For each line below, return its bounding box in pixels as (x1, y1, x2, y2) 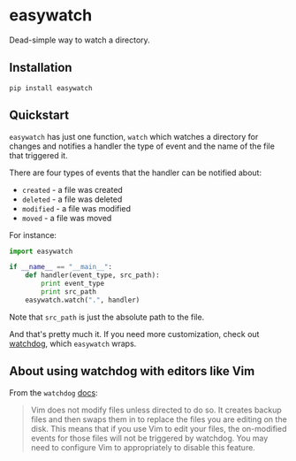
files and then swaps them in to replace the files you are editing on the (30, 413, 287, 425)
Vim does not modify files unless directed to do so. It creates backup (30, 404, 282, 415)
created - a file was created (21, 184, 124, 195)
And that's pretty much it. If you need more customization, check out (9, 328, 260, 339)
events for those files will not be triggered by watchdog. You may (30, 433, 269, 443)
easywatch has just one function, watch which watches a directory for (9, 131, 259, 142)
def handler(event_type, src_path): (25, 271, 161, 280)
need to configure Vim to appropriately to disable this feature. (30, 442, 256, 452)
